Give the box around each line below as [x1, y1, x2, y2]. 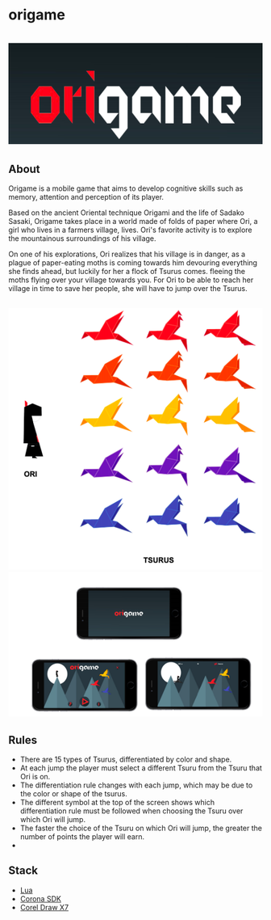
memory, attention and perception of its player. [8, 192, 164, 202]
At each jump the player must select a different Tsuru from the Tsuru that [19, 763, 262, 773]
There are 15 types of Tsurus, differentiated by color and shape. [19, 754, 232, 765]
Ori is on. [19, 772, 51, 782]
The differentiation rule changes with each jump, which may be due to [19, 780, 253, 790]
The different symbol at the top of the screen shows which [19, 798, 215, 808]
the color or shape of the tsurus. [19, 789, 127, 799]
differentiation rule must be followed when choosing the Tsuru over [19, 806, 244, 816]
